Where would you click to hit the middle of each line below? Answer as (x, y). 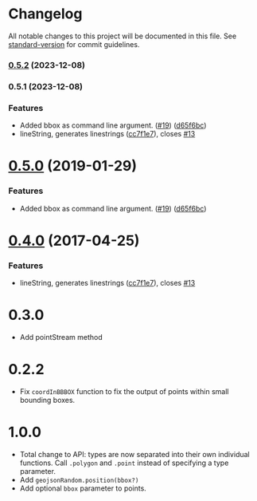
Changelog (45, 14)
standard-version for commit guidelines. (74, 44)
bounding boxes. (47, 400)
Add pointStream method (61, 337)
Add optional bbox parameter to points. (83, 488)
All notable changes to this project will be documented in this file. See (123, 36)
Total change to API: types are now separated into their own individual (134, 454)
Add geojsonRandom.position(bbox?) (79, 479)
